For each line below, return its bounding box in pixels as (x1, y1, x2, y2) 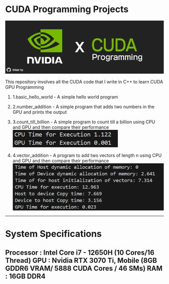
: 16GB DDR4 (5, 272, 46, 280)
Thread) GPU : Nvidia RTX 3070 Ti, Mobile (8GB (5, 256, 157, 265)
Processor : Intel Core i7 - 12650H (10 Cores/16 (5, 248, 155, 257)
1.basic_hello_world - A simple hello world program (12, 93, 118, 100)
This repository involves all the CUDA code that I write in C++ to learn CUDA (5, 78, 163, 84)
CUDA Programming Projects (5, 4, 129, 15)
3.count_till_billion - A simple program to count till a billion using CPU (12, 119, 155, 125)
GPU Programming (5, 84, 44, 90)
